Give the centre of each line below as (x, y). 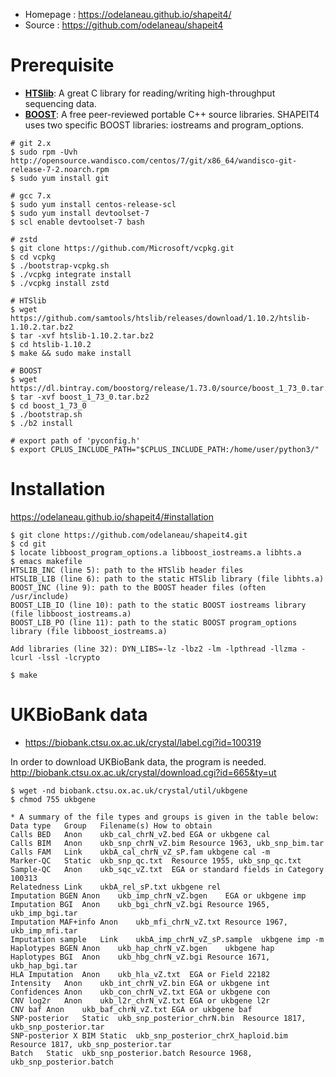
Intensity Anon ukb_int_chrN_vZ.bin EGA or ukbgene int (140, 983)
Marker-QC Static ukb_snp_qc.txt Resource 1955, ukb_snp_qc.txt (156, 860)
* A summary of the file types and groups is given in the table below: (165, 817)
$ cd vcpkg (33, 257)
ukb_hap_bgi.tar (44, 965)
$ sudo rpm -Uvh (44, 152)
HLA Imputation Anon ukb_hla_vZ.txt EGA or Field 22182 (140, 974)
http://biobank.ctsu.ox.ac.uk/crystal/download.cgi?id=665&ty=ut (143, 772)
